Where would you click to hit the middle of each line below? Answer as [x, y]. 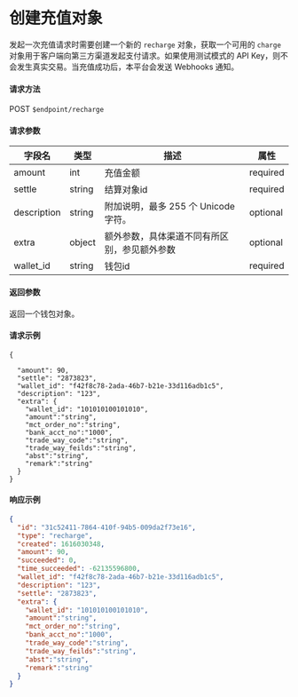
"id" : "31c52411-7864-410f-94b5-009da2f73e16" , [107, 527]
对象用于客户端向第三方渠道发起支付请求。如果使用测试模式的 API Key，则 [145, 55]
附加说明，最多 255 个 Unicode [169, 207]
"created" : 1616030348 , [61, 544]
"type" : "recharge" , [55, 535]
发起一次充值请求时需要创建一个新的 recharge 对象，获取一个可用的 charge [145, 44]
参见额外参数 [149, 249]
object [82, 242]
